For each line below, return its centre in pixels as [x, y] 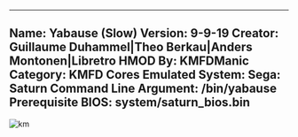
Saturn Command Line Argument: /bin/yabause [143, 89]
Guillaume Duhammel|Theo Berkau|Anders [131, 47]
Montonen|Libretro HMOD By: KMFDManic [129, 61]
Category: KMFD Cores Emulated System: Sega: [145, 75]
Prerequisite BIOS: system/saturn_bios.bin [130, 103]
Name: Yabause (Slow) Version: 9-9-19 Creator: [144, 33]
